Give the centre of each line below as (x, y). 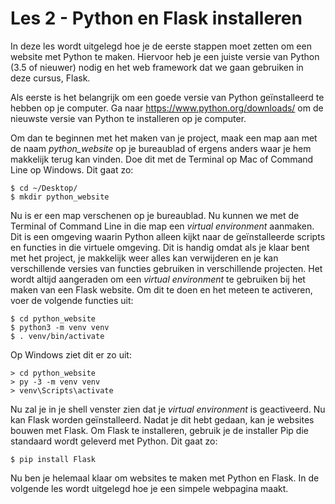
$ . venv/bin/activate (57, 336)
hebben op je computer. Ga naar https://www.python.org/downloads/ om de (167, 108)
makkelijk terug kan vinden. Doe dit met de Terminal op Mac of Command (162, 159)
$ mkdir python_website (60, 197)
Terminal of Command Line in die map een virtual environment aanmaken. (162, 226)
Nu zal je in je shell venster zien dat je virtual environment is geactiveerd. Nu (168, 409)
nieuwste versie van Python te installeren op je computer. (128, 118)
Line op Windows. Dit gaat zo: (72, 169)
